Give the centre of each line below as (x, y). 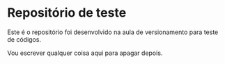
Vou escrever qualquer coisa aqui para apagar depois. (85, 53)
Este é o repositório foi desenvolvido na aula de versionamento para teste (113, 32)
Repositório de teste (67, 13)
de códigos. (24, 39)
